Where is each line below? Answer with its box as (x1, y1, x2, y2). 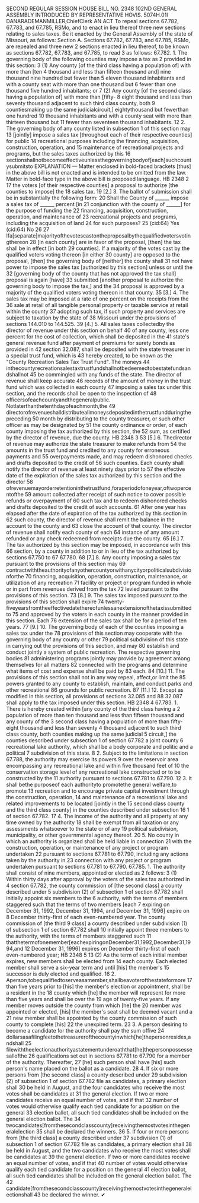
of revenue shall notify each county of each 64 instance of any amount (6, 528, 179, 536)
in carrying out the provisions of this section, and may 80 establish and (6, 642, 179, 649)
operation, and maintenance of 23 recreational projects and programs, (6, 213, 178, 220)
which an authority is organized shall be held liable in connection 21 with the (6, 838, 192, 845)
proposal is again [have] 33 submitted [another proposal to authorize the (6, 276, 184, 283)
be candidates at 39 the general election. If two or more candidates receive (6, 1153, 190, 1160)
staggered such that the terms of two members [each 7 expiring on (6, 901, 170, 908)
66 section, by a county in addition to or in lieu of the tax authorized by (6, 547, 179, 555)
